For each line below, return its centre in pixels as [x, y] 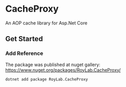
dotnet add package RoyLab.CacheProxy [47, 79]
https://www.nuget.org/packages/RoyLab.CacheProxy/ [63, 70]
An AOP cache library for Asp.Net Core [46, 23]
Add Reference [24, 53]
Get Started [24, 39]
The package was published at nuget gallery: [53, 65]
